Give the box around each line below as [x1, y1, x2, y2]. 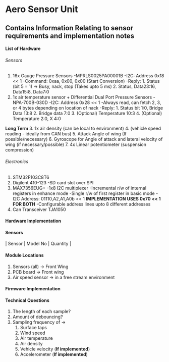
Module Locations [5, 252, 44, 258]
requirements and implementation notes [5, 31, 135, 40]
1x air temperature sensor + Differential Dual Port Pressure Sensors [12, 94, 152, 100]
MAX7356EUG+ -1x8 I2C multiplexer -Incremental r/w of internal [12, 185, 147, 191]
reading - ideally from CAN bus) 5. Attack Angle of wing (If [5, 131, 127, 137]
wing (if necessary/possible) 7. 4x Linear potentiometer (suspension [5, 141, 147, 147]
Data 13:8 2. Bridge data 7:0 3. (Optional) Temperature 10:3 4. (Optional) [12, 110, 162, 117]
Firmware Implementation [5, 286, 61, 292]
